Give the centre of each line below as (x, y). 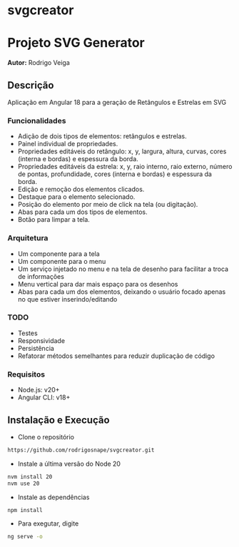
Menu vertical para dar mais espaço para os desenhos (98, 284)
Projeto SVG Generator (76, 43)
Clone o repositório (46, 436)
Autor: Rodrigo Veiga (39, 63)
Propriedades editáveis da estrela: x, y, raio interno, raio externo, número (125, 167)
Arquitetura (28, 238)
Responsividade (41, 340)
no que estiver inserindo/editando (67, 299)
